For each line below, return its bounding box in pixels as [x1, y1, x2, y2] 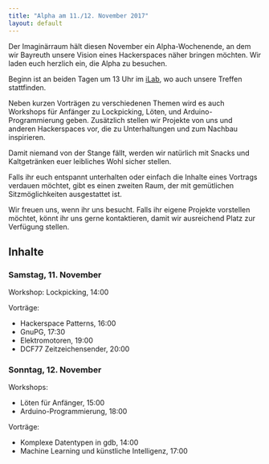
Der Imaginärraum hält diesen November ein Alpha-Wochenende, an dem [8, 41, 251, 51]
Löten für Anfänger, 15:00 [19, 398, 105, 408]
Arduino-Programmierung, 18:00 [19, 407, 128, 417]
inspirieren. [8, 132, 46, 142]
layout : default [8, 19, 63, 27]
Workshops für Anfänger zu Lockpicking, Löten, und [8, 106, 182, 117]
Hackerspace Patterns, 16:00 [19, 318, 116, 328]
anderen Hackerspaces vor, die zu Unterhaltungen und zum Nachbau [8, 124, 238, 133]
